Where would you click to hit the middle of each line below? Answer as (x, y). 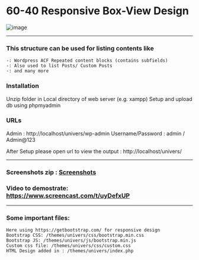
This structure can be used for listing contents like (80, 48)
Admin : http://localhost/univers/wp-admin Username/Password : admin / (96, 133)
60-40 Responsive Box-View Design (98, 11)
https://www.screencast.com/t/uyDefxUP (68, 195)
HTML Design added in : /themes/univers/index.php (70, 251)
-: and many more (28, 71)
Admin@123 (21, 139)
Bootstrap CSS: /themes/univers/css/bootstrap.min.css (75, 236)
